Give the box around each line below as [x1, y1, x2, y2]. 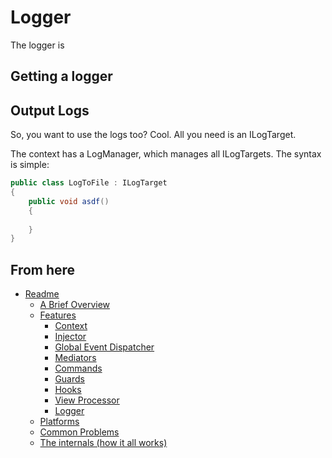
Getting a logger [10, 68, 113, 85]
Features [39, 309, 77, 321]
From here [10, 261, 76, 278]
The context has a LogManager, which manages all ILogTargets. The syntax [10, 148, 322, 160]
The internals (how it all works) [39, 437, 168, 449]
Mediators [54, 352, 97, 364]
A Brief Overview [39, 299, 111, 311]
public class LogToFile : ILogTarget [10, 178, 168, 188]
